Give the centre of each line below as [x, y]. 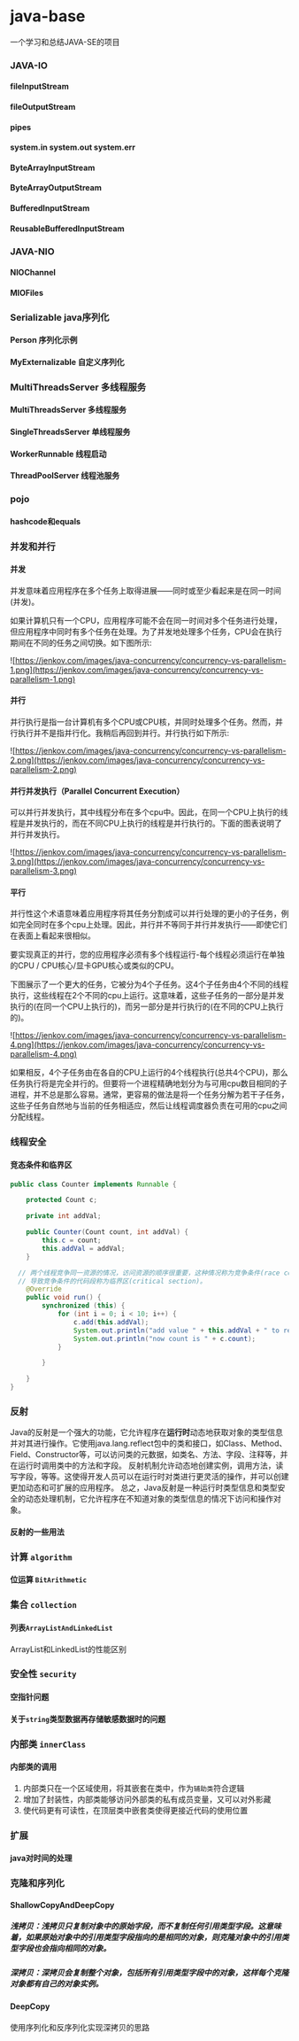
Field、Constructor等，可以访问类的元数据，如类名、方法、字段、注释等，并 [149, 1455]
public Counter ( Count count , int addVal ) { [107, 1232]
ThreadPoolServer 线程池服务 [65, 476]
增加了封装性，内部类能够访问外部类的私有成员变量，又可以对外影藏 [147, 1799]
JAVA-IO [29, 66]
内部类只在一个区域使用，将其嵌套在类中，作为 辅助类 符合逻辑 [134, 1788]
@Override [44, 1289]
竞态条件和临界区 [41, 1164]
